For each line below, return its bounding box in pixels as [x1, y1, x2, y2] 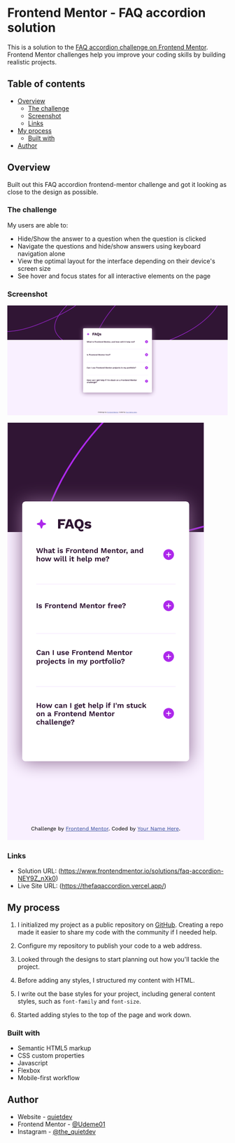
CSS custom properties [17, 1051, 85, 1060]
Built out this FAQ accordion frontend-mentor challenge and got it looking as [7, 180, 227, 188]
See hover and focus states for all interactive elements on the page [17, 272, 211, 280]
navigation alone [17, 249, 66, 258]
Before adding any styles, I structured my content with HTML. [17, 976, 195, 984]
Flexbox [17, 1066, 41, 1075]
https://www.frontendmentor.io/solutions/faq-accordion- [60, 867, 224, 875]
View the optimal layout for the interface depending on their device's [17, 257, 215, 265]
